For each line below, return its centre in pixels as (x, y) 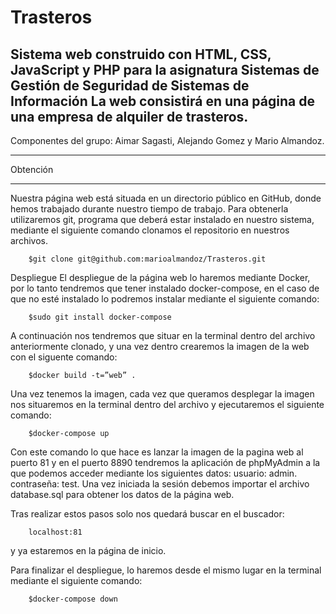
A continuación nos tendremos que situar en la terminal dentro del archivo (163, 335)
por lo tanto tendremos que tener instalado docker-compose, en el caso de (165, 288)
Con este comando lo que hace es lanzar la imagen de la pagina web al (157, 452)
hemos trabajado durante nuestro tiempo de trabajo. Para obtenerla (149, 209)
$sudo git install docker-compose (100, 317)
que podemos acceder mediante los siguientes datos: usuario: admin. (154, 473)
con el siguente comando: (64, 357)
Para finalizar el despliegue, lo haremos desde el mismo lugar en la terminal (166, 570)
